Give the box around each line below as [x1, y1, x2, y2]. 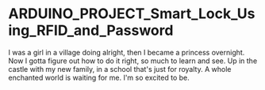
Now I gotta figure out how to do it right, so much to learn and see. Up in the [8, 56, 258, 66]
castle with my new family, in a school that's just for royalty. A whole [8, 64, 232, 73]
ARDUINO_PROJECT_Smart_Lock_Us [8, 5, 255, 23]
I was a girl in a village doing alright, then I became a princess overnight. [8, 47, 245, 57]
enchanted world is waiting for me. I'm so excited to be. [8, 73, 190, 82]
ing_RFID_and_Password [8, 21, 174, 39]
